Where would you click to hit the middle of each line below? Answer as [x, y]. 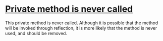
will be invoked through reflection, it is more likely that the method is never [81, 28]
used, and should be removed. [36, 33]
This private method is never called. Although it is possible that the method [81, 23]
